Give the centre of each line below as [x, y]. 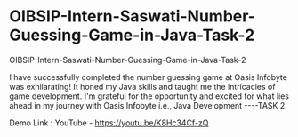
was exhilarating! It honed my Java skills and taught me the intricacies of [142, 86]
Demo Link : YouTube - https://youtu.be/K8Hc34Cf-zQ [109, 123]
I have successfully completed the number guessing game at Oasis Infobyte [148, 77]
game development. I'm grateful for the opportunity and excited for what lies [149, 96]
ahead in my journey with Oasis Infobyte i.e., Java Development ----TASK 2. [148, 105]
